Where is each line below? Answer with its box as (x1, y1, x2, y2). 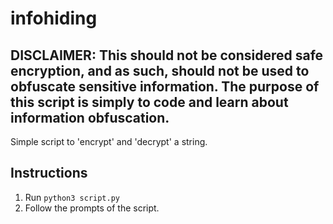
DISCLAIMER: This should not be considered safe (10, 47, 324, 64)
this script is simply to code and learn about (10, 93, 289, 111)
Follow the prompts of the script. (24, 202, 160, 214)
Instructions (10, 165, 88, 182)
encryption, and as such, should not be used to (10, 62, 310, 79)
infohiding (10, 7, 98, 30)
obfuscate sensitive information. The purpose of (10, 78, 320, 95)
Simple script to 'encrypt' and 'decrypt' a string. (10, 136, 208, 147)
